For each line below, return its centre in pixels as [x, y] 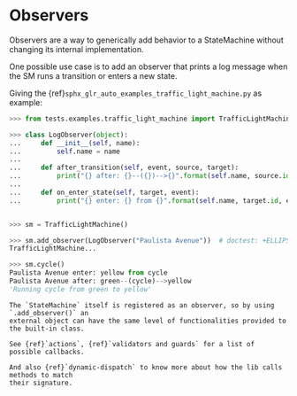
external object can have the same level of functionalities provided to [148, 321]
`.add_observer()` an [49, 313]
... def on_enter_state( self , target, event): [104, 192]
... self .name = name [65, 151]
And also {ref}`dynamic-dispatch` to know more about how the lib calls [146, 367]
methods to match [41, 375]
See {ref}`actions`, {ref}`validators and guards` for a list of [132, 344]
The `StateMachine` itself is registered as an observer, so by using [142, 305]
